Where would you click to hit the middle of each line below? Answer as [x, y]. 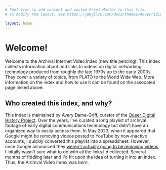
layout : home [19, 23]
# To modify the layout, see [35, 14]
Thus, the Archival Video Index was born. [47, 162]
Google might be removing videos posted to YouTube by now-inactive [76, 136]
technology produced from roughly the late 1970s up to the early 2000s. [79, 72]
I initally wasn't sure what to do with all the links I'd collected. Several [76, 152]
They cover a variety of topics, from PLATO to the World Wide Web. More [80, 77]
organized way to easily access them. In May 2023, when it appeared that [80, 131]
